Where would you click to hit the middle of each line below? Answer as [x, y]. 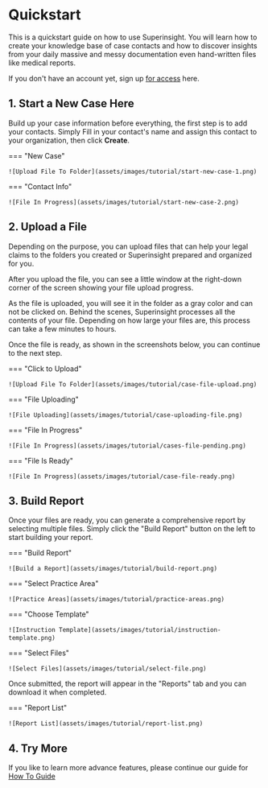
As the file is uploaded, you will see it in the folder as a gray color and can [131, 303]
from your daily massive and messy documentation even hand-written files [132, 54]
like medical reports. [42, 63]
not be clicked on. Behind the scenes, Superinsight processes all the [122, 311]
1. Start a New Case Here [71, 103]
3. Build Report [46, 501]
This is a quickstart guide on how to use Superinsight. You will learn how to [133, 37]
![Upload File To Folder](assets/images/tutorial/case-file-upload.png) [133, 384]
